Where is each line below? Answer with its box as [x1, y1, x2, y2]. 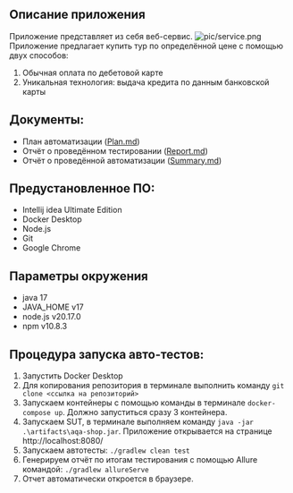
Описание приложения [9, 7, 146, 22]
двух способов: [9, 49, 69, 61]
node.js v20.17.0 [21, 311, 82, 322]
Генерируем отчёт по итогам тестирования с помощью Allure [21, 455, 258, 465]
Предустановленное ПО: [9, 181, 155, 196]
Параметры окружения [9, 268, 149, 284]
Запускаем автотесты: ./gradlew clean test [21, 445, 190, 455]
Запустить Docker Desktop [21, 370, 123, 381]
